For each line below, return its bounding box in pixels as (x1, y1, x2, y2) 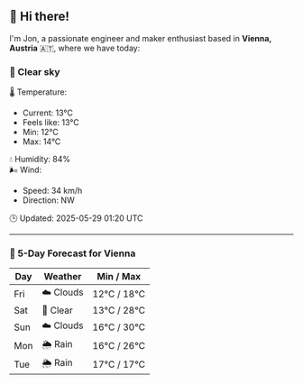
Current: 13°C (22, 107, 74, 118)
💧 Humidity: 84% (9, 154, 70, 165)
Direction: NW (22, 195, 75, 206)
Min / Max (96, 270, 142, 283)
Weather (43, 270, 82, 283)
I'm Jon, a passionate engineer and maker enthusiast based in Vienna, (9, 32, 272, 43)
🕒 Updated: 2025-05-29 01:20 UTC (9, 213, 143, 224)
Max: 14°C (22, 136, 61, 147)
